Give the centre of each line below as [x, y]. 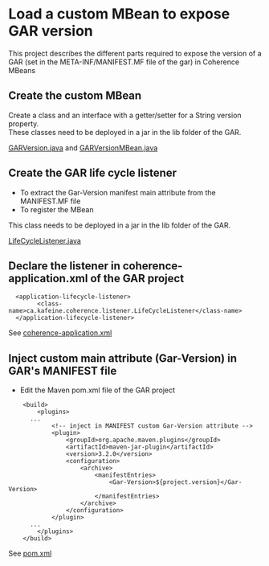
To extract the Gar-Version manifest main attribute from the [118, 192]
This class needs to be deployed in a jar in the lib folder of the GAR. [120, 225]
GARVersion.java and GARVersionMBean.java [83, 148]
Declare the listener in [64, 266]
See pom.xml [30, 554]
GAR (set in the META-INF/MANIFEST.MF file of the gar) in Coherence [124, 62]
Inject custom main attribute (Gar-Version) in [122, 358]
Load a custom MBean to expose [119, 14]
